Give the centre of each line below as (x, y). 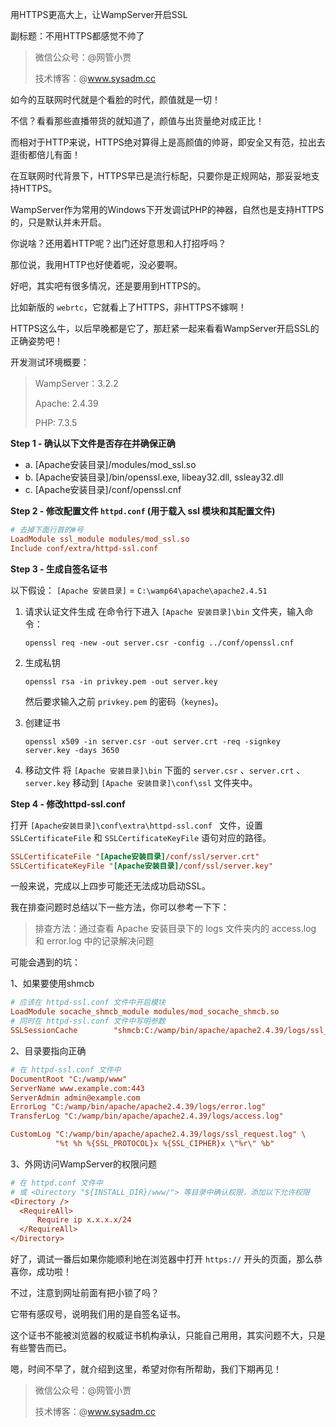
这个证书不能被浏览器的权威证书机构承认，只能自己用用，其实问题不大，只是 (168, 1335)
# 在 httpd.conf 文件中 (56, 1183)
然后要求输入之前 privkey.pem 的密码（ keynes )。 (124, 701)
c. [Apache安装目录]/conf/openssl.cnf (103, 489)
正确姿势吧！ (36, 341)
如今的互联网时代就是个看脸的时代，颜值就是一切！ (115, 99)
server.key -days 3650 (72, 750)
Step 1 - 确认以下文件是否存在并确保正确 (93, 443)
